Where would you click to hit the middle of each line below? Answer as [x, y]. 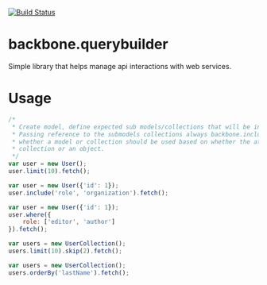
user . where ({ [30, 214]
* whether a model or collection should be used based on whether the [131, 142]
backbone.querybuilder [88, 44]
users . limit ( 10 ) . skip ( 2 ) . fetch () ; [66, 251]
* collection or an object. [58, 149]
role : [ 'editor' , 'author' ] [69, 222]
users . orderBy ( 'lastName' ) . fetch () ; [69, 273]
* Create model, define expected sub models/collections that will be [131, 127]
